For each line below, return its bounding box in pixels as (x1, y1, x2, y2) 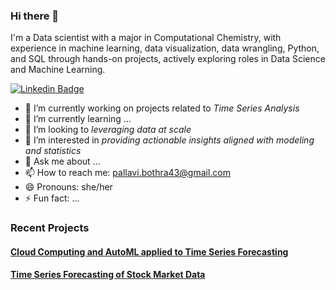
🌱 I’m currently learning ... (24, 113, 132, 125)
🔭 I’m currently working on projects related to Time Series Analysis (24, 102, 300, 114)
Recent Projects (10, 221, 90, 235)
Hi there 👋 (10, 9, 60, 23)
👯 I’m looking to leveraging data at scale (24, 124, 192, 136)
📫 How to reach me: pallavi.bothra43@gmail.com (24, 167, 231, 179)
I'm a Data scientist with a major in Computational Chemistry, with (10, 32, 282, 44)
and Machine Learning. (10, 64, 106, 76)
